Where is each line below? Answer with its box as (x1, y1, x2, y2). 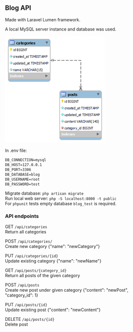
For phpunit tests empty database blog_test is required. (5, 200, 117, 206)
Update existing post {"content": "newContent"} (5, 307, 101, 313)
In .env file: (5, 148, 28, 153)
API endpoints (5, 213, 39, 219)
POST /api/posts (5, 282, 40, 288)
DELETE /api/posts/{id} (5, 316, 55, 322)
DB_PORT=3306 (5, 167, 31, 172)
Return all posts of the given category (5, 273, 80, 279)
